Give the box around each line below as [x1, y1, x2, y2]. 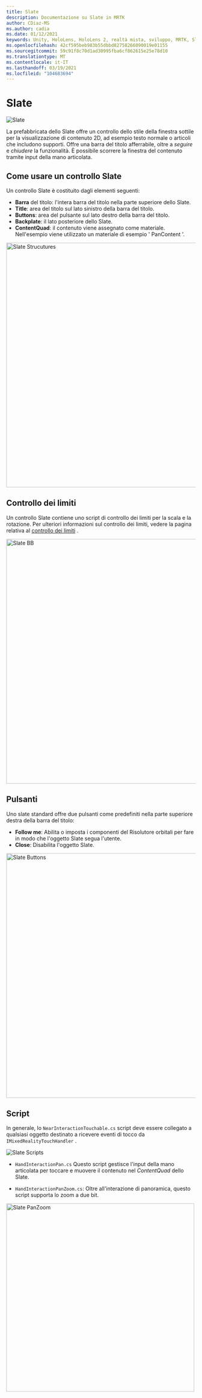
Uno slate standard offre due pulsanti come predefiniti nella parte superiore [6, 810, 194, 817]
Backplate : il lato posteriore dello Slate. [14, 218, 113, 225]
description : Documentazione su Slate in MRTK [6, 14, 125, 20]
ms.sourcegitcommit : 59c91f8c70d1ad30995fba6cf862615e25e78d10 [6, 48, 168, 54]
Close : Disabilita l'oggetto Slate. [14, 841, 94, 848]
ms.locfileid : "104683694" [6, 70, 74, 76]
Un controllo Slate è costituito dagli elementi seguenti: [6, 187, 140, 194]
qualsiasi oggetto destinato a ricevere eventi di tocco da [6, 1131, 145, 1138]
